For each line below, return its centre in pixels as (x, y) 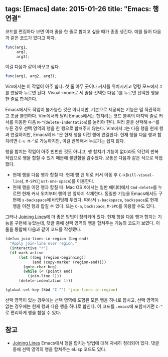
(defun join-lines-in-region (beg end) (47, 239)
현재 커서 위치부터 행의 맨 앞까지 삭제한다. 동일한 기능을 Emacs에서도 (90, 194)
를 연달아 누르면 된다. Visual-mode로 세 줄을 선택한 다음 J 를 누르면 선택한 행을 (82, 93)
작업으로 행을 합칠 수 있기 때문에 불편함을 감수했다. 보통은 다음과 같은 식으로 (79, 158)
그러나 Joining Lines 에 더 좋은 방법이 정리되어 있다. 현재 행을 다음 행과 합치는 (81, 217)
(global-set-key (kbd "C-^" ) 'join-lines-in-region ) (61, 290)
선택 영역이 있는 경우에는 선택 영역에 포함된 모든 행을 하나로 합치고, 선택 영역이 (82, 300)
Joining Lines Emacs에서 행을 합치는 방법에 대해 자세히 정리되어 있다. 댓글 (86, 343)
